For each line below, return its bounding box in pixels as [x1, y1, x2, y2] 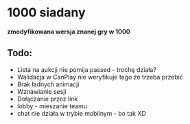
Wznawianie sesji [16, 87, 67, 95]
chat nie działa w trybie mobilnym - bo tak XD [16, 109, 146, 117]
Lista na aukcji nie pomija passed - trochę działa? [16, 65, 156, 73]
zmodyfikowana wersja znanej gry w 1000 [7, 27, 130, 36]
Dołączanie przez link [16, 95, 78, 103]
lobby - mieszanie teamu [16, 101, 88, 110]
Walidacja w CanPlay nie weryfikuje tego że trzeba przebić [16, 73, 184, 81]
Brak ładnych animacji [16, 80, 80, 88]
